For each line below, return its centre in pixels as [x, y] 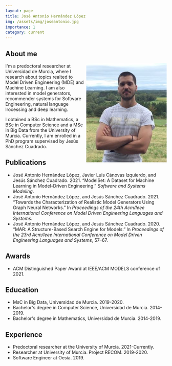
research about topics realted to [39, 77]
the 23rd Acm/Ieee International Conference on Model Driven [77, 235]
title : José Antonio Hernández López [46, 16]
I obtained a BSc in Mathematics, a [42, 119]
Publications [26, 163]
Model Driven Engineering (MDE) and [45, 82]
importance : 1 [20, 27]
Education [22, 290]
